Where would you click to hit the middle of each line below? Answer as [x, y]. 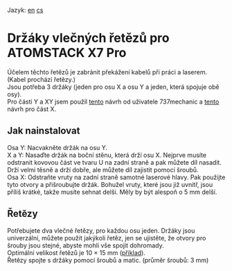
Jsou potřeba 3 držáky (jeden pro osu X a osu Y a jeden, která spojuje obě [113, 87]
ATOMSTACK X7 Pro [67, 53]
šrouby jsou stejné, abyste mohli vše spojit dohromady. [86, 245]
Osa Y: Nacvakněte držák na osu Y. [57, 147]
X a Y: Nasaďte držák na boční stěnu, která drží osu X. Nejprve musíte [107, 155]
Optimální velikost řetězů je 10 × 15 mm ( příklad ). [76, 252]
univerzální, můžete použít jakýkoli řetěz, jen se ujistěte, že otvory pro [107, 238]
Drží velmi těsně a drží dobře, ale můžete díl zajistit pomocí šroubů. [103, 170]
